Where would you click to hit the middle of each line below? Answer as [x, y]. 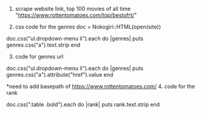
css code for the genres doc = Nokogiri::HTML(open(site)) [88, 27]
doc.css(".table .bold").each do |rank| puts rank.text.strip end [83, 104]
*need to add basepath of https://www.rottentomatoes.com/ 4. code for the [101, 86]
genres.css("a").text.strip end [43, 45]
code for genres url [39, 56]
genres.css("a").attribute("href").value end [60, 74]
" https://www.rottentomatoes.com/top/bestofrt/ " [76, 15]
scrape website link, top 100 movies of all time [73, 9]
